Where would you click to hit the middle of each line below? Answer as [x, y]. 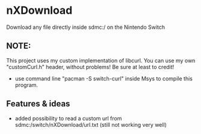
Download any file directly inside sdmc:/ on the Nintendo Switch [86, 27]
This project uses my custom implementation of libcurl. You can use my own [101, 60]
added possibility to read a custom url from [68, 118]
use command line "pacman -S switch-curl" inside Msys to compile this [104, 78]
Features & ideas [38, 104]
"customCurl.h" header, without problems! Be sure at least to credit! [90, 67]
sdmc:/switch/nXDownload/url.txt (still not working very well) [91, 124]
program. [26, 85]
